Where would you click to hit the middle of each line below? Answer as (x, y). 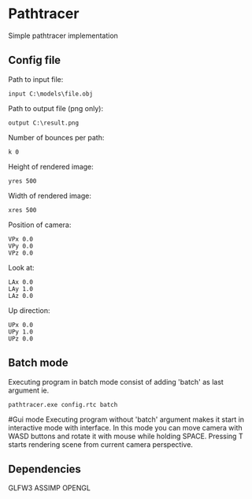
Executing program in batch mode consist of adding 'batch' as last (116, 382)
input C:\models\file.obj (50, 94)
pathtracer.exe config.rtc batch (63, 404)
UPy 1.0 (21, 332)
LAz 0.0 (21, 296)
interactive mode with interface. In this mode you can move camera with (125, 427)
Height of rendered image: (51, 166)
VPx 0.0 (21, 239)
